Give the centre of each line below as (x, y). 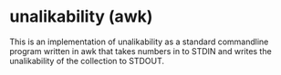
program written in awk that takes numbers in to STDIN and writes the (140, 51)
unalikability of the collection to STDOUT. (87, 61)
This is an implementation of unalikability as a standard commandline (139, 42)
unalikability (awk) (81, 17)
